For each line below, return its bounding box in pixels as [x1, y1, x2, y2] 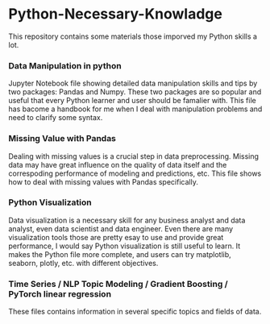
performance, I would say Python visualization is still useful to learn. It [8, 241, 240, 251]
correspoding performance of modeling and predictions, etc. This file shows [8, 168, 262, 178]
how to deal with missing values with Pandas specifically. [8, 177, 199, 186]
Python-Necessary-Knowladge [8, 5, 223, 23]
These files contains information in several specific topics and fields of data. [8, 307, 262, 317]
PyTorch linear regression [8, 288, 111, 299]
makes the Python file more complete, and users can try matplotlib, [8, 249, 231, 259]
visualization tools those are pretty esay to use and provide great [8, 232, 224, 242]
